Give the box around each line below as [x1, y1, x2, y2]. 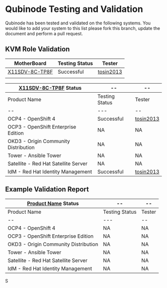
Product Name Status [27, 200, 79, 207]
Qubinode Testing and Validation [5, 3, 143, 15]
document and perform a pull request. [5, 30, 83, 36]
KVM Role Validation [5, 45, 70, 53]
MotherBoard [14, 60, 47, 67]
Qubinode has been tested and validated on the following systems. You [5, 20, 151, 26]
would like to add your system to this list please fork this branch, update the [5, 25, 161, 31]
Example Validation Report [5, 185, 89, 194]
